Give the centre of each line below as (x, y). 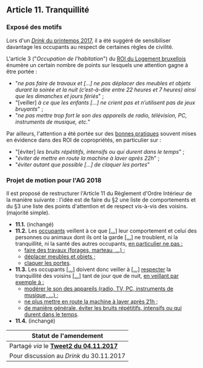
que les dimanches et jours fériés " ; (59, 96)
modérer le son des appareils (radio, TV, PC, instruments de (99, 288)
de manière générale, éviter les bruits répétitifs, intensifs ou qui (103, 307)
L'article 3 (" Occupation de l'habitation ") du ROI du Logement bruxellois (96, 58)
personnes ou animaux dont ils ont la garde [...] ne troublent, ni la (96, 237)
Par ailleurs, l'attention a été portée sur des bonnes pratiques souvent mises (101, 133)
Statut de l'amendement (68, 335)
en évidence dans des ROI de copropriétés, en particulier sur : (84, 140)
